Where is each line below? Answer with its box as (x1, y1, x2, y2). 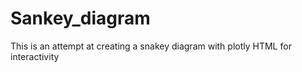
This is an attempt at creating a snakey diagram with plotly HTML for (10, 40, 292, 52)
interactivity (10, 50, 60, 62)
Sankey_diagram (10, 7, 151, 30)
